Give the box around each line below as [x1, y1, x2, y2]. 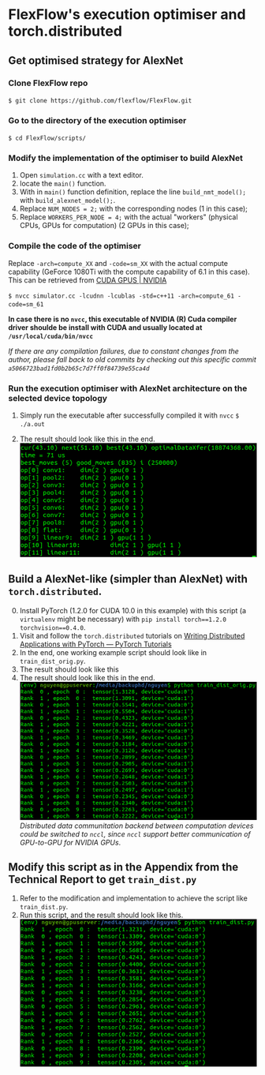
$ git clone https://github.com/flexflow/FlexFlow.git [8, 96, 192, 104]
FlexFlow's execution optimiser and [8, 6, 246, 24]
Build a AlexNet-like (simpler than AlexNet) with [8, 572, 248, 586]
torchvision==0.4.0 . [19, 622, 86, 632]
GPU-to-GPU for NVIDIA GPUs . [19, 837, 121, 847]
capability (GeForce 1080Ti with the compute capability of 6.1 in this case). [8, 267, 250, 276]
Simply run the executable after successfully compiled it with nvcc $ [19, 410, 240, 420]
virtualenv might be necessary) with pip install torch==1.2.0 [19, 614, 227, 624]
